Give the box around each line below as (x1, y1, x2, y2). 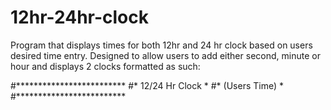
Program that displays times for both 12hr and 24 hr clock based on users (10, 39, 313, 51)
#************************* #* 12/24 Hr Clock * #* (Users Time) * (10, 79, 284, 91)
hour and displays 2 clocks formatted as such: (10, 60, 201, 72)
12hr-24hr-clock (10, 6, 150, 29)
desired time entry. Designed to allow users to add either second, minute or (10, 49, 321, 61)
